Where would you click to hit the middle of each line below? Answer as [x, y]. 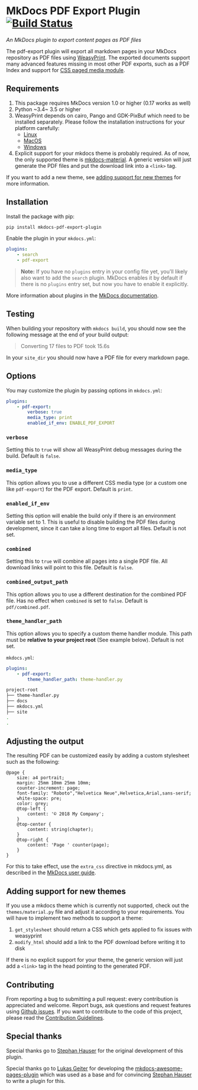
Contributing [30, 984]
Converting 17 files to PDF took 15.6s [65, 346]
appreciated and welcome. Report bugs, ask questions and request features [98, 1005]
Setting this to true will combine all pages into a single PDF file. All [87, 561]
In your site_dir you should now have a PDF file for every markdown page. [98, 357]
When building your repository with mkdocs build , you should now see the [96, 328]
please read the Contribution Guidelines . [55, 1018]
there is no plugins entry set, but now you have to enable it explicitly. [105, 284]
